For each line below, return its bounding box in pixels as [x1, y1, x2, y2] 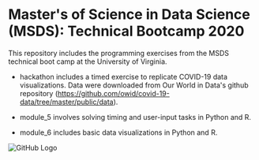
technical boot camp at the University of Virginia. [8, 57, 167, 66]
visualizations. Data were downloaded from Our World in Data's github [19, 80, 249, 90]
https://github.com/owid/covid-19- [57, 88, 170, 98]
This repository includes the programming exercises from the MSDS [8, 48, 230, 58]
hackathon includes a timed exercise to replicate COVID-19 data [19, 72, 227, 81]
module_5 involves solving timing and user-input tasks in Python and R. [19, 112, 251, 121]
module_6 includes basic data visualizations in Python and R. [19, 128, 218, 137]
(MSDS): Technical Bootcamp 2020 [8, 22, 245, 40]
